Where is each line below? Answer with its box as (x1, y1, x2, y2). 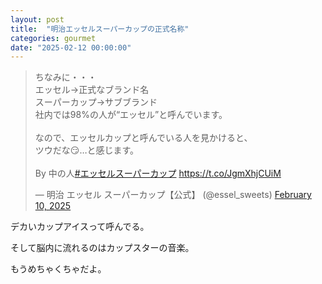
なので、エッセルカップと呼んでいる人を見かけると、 (34, 132, 253, 144)
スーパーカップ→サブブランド (34, 96, 158, 108)
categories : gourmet (10, 33, 97, 43)
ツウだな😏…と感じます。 (34, 144, 140, 156)
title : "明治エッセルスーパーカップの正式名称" (10, 24, 190, 34)
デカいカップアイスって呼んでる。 (10, 221, 150, 233)
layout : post (10, 14, 65, 25)
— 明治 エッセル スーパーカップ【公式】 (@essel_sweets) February (34, 189, 312, 201)
